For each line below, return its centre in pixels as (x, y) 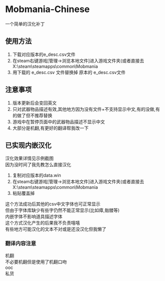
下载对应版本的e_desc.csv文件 (44, 54)
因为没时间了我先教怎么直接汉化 (38, 165)
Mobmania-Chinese (48, 9)
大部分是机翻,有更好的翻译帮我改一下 (50, 128)
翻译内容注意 (21, 244)
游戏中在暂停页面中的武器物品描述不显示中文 (59, 121)
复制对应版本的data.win (37, 175)
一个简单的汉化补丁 (25, 24)
